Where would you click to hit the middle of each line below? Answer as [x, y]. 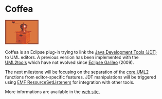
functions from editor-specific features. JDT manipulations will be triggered [81, 77]
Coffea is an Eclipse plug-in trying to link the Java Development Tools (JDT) [81, 52]
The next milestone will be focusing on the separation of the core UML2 [77, 72]
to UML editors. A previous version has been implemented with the [72, 57]
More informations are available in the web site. [53, 92]
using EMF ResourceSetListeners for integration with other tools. [70, 82]
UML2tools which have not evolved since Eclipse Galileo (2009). [70, 62]
